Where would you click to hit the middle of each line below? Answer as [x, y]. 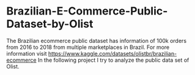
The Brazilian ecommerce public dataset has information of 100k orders [97, 41]
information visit [27, 53]
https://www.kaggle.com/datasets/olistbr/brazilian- [112, 53]
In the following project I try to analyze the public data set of [113, 60]
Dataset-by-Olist [50, 24]
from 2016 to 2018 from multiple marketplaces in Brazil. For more [88, 47]
